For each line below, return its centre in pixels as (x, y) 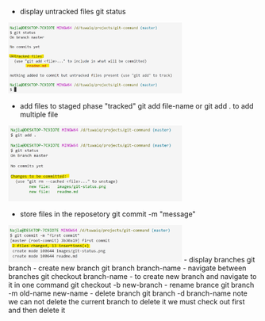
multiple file (39, 114)
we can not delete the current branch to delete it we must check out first (127, 301)
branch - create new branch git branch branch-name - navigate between (127, 268)
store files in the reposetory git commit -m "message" (108, 214)
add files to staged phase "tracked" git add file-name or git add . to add (136, 105)
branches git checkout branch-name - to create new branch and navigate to (132, 276)
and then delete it (37, 310)
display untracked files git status (73, 11)
